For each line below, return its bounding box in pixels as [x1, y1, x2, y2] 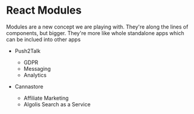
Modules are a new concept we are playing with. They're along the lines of [6, 23, 189, 30]
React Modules [6, 4, 82, 17]
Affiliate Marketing [23, 94, 69, 102]
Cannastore [14, 83, 43, 90]
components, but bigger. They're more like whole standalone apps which [6, 29, 185, 36]
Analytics [23, 71, 47, 78]
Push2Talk [14, 47, 41, 54]
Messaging [23, 65, 51, 72]
